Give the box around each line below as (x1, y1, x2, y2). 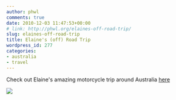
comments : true (6, 14, 45, 20)
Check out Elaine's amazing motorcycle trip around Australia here (6, 76, 171, 83)
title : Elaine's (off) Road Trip (6, 37, 91, 43)
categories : (6, 48, 36, 54)
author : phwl (6, 8, 39, 15)
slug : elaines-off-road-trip (6, 31, 80, 37)
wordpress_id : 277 (6, 43, 53, 49)
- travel (6, 59, 29, 65)
